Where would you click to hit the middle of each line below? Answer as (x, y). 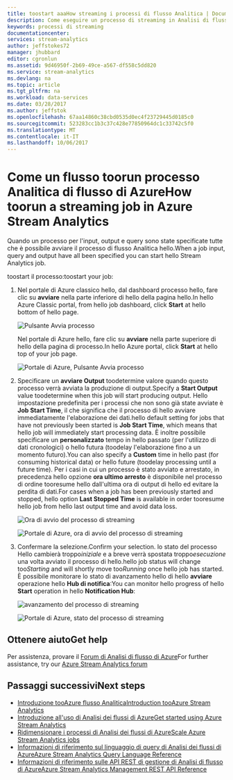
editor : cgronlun (32, 59)
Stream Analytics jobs (49, 739)
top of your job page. (47, 354)
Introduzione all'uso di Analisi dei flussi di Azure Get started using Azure (119, 717)
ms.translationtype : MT (42, 130)
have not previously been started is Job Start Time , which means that (117, 425)
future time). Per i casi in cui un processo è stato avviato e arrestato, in (118, 469)
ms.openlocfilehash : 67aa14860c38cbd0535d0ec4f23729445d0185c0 (101, 117)
